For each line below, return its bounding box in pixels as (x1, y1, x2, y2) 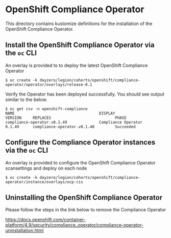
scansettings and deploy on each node (5, 165, 87, 171)
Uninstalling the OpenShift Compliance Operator (5, 193, 162, 202)
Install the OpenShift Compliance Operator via (5, 41, 155, 50)
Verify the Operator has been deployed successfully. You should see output (5, 91, 164, 97)
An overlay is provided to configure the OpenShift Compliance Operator (5, 159, 156, 165)
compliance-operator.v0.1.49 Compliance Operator (5, 120, 143, 125)
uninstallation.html (5, 227, 44, 233)
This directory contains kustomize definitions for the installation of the (5, 20, 153, 27)
